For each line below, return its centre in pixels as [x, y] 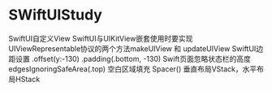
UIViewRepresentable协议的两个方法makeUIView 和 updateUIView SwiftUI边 [136, 48]
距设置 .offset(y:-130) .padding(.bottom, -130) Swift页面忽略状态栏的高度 [130, 58]
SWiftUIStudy [56, 15]
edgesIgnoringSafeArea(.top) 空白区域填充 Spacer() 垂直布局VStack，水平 [133, 69]
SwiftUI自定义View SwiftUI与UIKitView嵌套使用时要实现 [101, 38]
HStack [28, 79]
